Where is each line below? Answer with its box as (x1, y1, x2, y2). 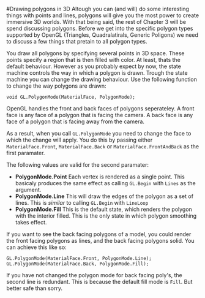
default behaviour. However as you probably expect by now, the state (6, 63, 182, 70)
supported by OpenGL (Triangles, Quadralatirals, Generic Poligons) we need (6, 31, 199, 39)
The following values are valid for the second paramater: (6, 161, 149, 168)
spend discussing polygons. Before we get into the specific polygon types (6, 25, 193, 32)
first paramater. (6, 150, 45, 156)
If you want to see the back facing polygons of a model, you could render (6, 231, 192, 238)
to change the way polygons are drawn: (6, 82, 106, 90)
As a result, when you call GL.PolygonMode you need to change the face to (6, 130, 192, 137)
